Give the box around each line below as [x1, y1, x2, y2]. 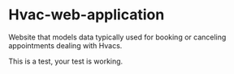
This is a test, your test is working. [8, 56, 123, 66]
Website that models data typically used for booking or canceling [8, 32, 227, 42]
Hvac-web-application [8, 6, 165, 24]
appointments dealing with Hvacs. [8, 40, 123, 50]
